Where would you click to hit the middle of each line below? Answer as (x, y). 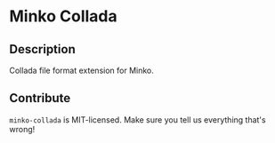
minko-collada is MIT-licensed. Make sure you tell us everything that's (137, 119)
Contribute (40, 98)
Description (42, 49)
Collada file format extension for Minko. (81, 70)
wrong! (22, 129)
